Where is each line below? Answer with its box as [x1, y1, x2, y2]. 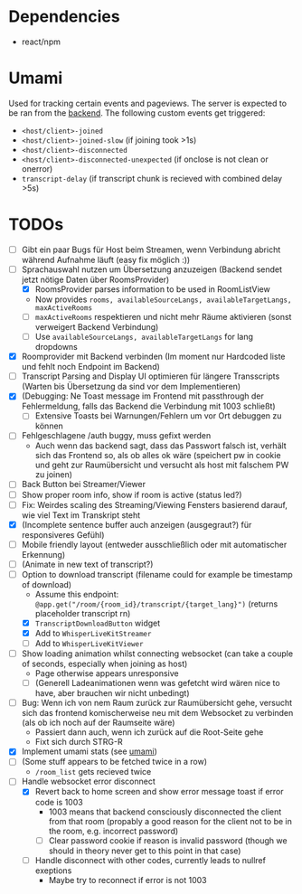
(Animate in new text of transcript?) [21, 559, 154, 569]
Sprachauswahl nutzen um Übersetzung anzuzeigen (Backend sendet [21, 264, 282, 275]
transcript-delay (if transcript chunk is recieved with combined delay [21, 173, 282, 184]
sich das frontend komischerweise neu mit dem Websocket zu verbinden [21, 708, 294, 719]
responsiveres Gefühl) [21, 529, 105, 540]
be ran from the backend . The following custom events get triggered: [8, 107, 266, 118]
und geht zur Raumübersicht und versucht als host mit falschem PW [34, 459, 289, 471]
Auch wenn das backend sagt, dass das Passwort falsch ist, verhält [34, 440, 287, 451]
